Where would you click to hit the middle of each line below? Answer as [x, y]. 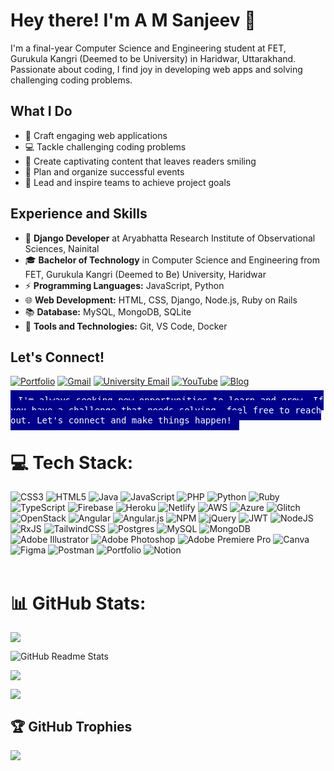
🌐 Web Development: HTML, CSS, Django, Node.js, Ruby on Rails [161, 300]
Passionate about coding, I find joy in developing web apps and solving [156, 69]
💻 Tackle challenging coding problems [105, 146]
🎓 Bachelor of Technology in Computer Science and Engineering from [172, 260]
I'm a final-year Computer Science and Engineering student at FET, [148, 48]
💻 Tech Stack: [72, 462]
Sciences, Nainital [62, 248]
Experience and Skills [79, 214]
